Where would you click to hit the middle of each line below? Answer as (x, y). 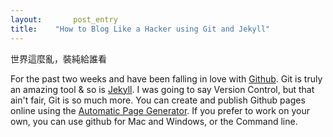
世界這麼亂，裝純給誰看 (58, 58)
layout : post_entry (64, 19)
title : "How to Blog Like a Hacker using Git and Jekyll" (140, 29)
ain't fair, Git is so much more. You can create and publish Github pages (158, 100)
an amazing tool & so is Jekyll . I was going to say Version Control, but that (162, 89)
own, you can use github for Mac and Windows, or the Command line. (154, 121)
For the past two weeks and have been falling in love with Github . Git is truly (166, 78)
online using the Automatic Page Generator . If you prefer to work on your (160, 110)
